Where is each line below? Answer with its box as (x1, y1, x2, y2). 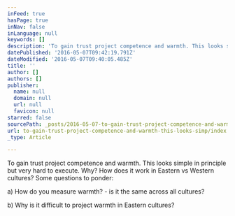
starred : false (7, 114, 52, 121)
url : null (13, 101, 42, 108)
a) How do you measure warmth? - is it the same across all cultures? (7, 187, 205, 196)
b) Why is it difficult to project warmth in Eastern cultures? (7, 201, 175, 210)
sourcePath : (7, 120, 42, 128)
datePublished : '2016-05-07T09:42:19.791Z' (7, 50, 136, 57)
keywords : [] (7, 36, 45, 43)
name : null (13, 88, 45, 95)
